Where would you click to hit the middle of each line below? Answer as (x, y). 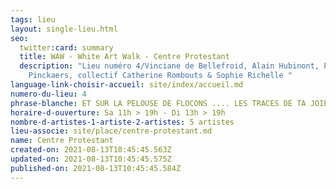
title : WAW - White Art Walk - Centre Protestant (124, 57)
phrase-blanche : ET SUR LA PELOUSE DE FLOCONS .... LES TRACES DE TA (158, 103)
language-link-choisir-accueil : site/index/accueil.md (127, 85)
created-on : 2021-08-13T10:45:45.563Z (91, 150)
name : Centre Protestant (62, 141)
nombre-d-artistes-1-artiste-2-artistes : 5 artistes (122, 122)
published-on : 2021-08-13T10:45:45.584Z (96, 168)
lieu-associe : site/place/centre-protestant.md (111, 131)
